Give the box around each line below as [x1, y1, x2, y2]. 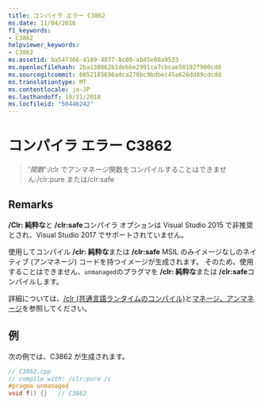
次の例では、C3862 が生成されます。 [8, 351, 129, 361]
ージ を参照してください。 [8, 303, 91, 313]
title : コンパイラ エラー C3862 [8, 11, 105, 20]
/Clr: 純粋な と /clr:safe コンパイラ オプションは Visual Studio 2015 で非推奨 [8, 220, 254, 229]
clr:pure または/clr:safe [39, 175, 115, 184]
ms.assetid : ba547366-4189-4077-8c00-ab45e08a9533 [8, 56, 179, 64]
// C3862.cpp [8, 367, 52, 376]
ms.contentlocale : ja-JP [8, 85, 90, 94]
